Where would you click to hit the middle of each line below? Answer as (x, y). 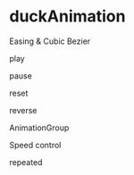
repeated (26, 162)
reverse (23, 110)
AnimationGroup (39, 128)
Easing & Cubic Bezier (50, 41)
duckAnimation (67, 17)
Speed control (35, 145)
